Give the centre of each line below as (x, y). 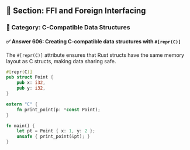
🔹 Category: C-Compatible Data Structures (68, 28)
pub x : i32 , (31, 83)
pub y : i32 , (31, 88)
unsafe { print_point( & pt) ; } (53, 137)
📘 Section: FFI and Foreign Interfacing (76, 11)
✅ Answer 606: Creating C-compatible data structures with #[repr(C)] (94, 41)
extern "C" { (22, 104)
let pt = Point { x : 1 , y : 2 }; (56, 131)
